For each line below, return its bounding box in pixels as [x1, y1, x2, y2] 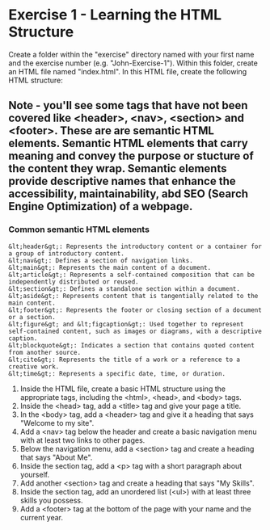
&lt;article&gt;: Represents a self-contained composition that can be [8, 271, 255, 279]
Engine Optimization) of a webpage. [8, 200, 193, 213]
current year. [19, 512, 63, 522]
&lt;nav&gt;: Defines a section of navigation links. [8, 256, 194, 264]
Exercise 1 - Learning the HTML [8, 6, 222, 24]
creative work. [8, 362, 60, 371]
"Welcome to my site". [19, 418, 95, 427]
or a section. [8, 313, 57, 321]
